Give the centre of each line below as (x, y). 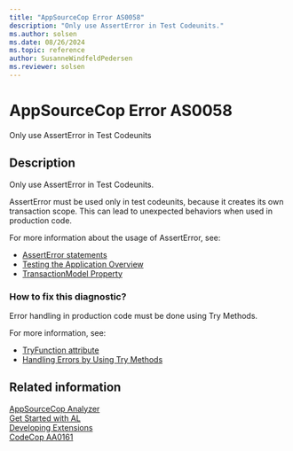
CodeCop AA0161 (41, 437)
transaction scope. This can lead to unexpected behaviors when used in (141, 211)
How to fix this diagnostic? (68, 296)
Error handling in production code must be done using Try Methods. (134, 315)
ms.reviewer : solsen (48, 67)
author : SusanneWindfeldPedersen (71, 58)
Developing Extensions (51, 427)
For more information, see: (58, 332)
